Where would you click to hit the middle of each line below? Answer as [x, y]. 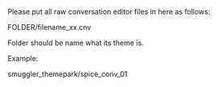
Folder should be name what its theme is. [76, 43]
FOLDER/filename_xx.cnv [49, 27]
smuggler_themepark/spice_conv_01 [68, 74]
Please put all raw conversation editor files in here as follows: [109, 12]
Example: [23, 58]
